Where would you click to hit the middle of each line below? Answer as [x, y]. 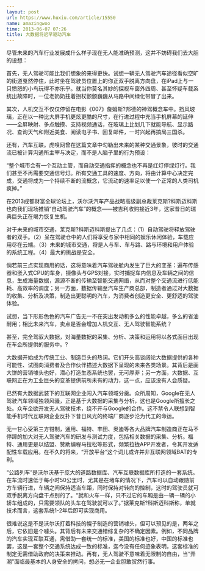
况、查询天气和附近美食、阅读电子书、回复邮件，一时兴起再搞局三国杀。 [97, 132]
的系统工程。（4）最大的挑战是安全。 [52, 252]
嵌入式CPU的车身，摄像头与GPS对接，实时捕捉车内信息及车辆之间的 [103, 273]
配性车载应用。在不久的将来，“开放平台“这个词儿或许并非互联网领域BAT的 [99, 452]
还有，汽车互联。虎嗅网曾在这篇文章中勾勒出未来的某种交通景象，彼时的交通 [103, 145]
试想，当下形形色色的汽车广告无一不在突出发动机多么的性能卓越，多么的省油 [103, 316]
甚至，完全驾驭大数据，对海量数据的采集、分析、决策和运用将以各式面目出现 [103, 337]
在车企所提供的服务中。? [37, 344]
